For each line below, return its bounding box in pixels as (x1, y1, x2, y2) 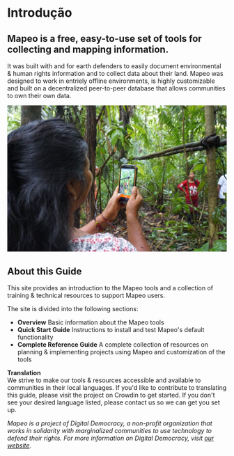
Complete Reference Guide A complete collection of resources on (17, 340, 209, 349)
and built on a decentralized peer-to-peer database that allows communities (7, 84, 226, 92)
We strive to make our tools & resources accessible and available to (7, 376, 201, 384)
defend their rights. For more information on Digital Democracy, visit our (7, 434, 214, 442)
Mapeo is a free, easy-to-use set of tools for (7, 33, 202, 45)
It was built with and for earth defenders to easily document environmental (7, 62, 221, 70)
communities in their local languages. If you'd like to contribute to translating (7, 383, 227, 391)
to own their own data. (7, 92, 72, 100)
